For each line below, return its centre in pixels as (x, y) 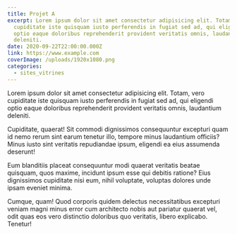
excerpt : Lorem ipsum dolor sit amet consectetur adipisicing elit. (110, 20)
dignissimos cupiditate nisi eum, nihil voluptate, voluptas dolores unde (109, 180)
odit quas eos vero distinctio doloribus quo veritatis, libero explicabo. (108, 216)
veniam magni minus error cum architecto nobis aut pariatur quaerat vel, (112, 209)
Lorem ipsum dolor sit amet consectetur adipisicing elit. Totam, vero (106, 93)
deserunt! (21, 152)
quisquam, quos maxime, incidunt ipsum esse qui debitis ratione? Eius (109, 173)
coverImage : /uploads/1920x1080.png (61, 60)
